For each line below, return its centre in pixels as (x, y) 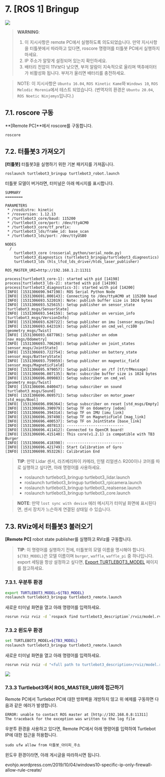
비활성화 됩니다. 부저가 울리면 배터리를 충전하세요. (78, 73)
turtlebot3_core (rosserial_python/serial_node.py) (68, 253)
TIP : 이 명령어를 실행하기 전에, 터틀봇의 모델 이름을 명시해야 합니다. (81, 550)
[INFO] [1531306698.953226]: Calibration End (52, 452)
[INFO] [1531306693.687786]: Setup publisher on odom (61, 335)
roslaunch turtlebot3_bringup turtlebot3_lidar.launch (77, 477)
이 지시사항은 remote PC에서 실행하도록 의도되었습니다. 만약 (82, 42)
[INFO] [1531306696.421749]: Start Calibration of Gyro (63, 447)
